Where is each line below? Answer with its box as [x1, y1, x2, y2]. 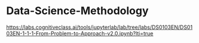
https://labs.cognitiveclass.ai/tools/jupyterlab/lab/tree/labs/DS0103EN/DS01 [6, 24, 193, 31]
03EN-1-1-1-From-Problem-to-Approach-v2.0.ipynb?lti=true [6, 29, 154, 37]
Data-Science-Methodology [6, 4, 149, 18]
